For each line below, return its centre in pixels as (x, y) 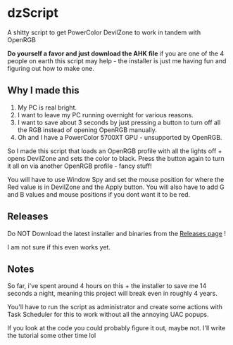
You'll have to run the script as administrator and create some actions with (115, 307)
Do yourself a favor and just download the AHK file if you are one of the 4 (116, 53)
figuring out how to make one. (51, 68)
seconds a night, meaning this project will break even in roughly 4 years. (113, 294)
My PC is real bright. (47, 108)
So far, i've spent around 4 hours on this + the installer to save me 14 (107, 286)
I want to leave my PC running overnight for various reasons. (105, 115)
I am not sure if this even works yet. (59, 247)
